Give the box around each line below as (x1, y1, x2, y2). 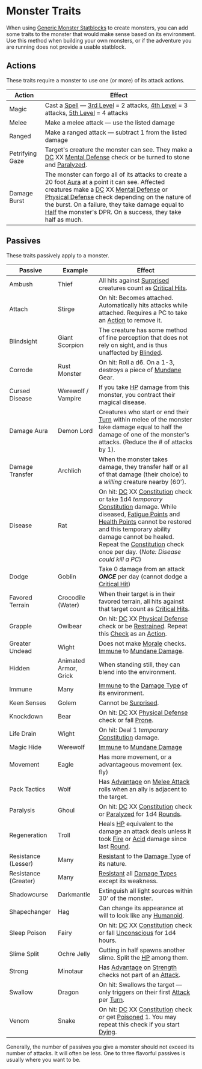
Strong (9, 967, 29, 975)
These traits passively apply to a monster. (6, 251, 109, 259)
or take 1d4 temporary (98, 495, 163, 503)
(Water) (58, 601, 80, 609)
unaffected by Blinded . (98, 348, 163, 357)
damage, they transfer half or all (98, 462, 189, 471)
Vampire (58, 394, 82, 402)
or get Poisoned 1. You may (98, 1012, 177, 1021)
